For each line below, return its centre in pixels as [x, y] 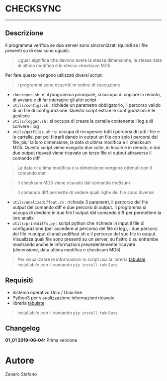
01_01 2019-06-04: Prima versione [41, 340]
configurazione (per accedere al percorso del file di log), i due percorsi [85, 228]
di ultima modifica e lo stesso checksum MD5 [64, 65]
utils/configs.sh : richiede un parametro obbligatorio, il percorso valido [86, 105]
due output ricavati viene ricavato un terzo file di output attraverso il [82, 153]
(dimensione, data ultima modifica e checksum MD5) [66, 249]
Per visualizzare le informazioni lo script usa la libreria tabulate [81, 259]
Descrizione [24, 33]
